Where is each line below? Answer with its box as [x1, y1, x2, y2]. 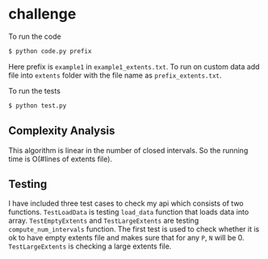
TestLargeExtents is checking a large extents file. [8, 241, 172, 251]
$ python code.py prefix [8, 47, 92, 55]
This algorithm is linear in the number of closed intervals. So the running [8, 145, 249, 155]
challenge [8, 5, 77, 23]
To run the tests [8, 86, 61, 95]
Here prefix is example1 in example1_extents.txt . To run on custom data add [8, 61, 260, 71]
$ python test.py [8, 102, 67, 110]
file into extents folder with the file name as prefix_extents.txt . [8, 70, 222, 80]
